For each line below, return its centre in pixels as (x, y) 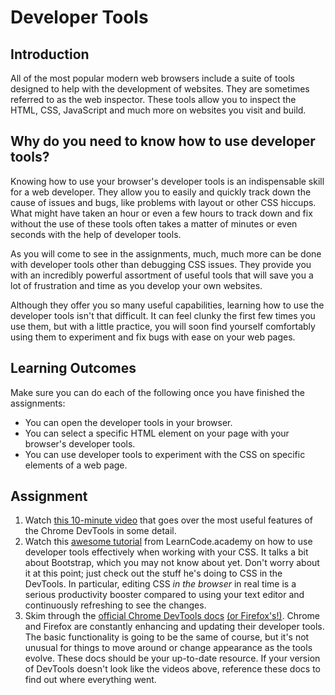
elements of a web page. (76, 465)
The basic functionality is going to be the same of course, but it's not (167, 637)
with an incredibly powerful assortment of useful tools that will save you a (162, 275)
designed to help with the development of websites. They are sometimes (160, 89)
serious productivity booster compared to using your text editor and (164, 595)
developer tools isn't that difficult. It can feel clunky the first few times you (163, 315)
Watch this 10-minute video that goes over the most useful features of (168, 520)
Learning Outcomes (73, 368)
